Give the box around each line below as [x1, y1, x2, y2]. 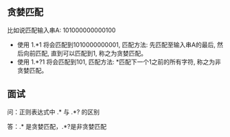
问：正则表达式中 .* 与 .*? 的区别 [7, 108, 100, 116]
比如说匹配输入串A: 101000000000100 [7, 26, 116, 34]
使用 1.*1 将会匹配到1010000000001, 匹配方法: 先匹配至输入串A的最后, [16, 40, 216, 49]
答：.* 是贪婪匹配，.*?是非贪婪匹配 [7, 122, 107, 130]
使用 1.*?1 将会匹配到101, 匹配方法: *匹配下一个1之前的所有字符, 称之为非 [16, 58, 222, 66]
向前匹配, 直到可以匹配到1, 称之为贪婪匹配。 [23, 49, 148, 57]
